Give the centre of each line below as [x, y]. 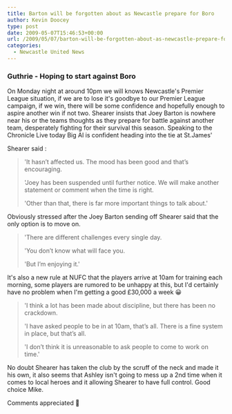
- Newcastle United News [49, 52]
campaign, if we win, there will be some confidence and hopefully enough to [116, 106]
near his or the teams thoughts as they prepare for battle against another [111, 121]
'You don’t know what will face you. [75, 251]
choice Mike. [25, 390]
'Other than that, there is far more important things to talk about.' [116, 204]
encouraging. [43, 169]
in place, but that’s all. [55, 334]
